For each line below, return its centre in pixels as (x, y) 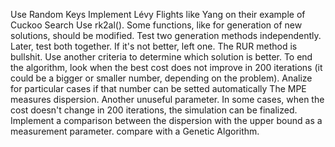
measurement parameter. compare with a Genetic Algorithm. (135, 131)
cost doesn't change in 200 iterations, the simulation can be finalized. (154, 110)
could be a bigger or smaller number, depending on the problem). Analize (161, 78)
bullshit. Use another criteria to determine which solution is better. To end (161, 57)
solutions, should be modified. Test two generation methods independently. (166, 35)
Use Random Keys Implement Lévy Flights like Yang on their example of (158, 14)
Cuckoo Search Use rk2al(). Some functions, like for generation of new (156, 25)
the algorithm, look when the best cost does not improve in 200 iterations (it (166, 67)
